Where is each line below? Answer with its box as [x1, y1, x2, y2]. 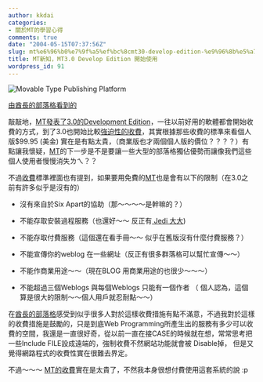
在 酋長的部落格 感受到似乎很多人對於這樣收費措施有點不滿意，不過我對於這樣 [8, 309, 255, 318]
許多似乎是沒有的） [21, 182, 84, 192]
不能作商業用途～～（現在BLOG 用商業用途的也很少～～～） [19, 266, 212, 275]
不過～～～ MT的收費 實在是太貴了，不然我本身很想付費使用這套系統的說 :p [8, 365, 249, 374]
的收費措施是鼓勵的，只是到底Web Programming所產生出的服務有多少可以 [8, 318, 247, 328]
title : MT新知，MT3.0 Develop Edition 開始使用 [8, 56, 158, 64]
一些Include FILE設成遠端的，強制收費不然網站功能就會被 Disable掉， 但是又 [8, 338, 254, 347]
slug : [8, 48, 26, 56]
